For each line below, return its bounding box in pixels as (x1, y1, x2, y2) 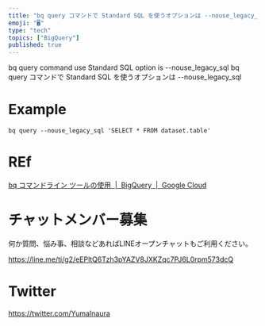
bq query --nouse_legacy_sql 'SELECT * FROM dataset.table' (8, 127, 212, 135)
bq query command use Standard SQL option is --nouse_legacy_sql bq (8, 63, 240, 72)
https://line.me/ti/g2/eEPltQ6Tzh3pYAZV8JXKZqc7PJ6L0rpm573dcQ (8, 255, 234, 264)
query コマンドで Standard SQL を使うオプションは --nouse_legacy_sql (8, 72, 242, 82)
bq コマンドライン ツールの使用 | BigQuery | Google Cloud (8, 180, 207, 190)
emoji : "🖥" (8, 19, 45, 27)
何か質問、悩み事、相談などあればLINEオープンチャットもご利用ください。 (8, 239, 252, 248)
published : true (8, 41, 62, 49)
